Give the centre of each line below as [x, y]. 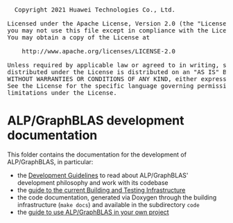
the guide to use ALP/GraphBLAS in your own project [93, 212]
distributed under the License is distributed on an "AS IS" [113, 72]
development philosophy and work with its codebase [93, 182]
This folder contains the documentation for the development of [97, 154]
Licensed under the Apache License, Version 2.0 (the [101, 24]
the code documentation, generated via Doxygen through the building [117, 197]
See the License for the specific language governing [101, 86]
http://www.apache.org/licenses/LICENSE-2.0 [98, 51]
